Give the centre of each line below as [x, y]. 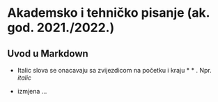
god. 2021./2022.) [61, 28]
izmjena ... [32, 91]
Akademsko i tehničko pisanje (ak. [109, 13]
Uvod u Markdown [48, 53]
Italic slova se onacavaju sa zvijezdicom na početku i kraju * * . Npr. [115, 70]
